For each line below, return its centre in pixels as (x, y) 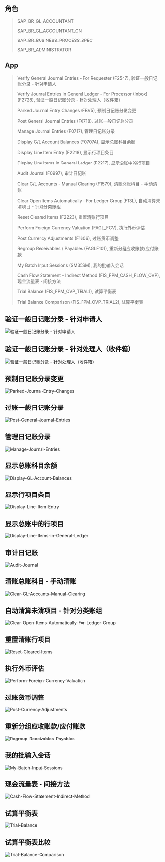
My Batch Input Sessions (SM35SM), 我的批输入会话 (70, 265)
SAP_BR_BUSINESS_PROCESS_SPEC (55, 40)
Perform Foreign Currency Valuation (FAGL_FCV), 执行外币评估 (81, 227)
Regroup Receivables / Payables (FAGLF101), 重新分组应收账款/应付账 (88, 248)
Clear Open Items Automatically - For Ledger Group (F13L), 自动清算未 (89, 200)
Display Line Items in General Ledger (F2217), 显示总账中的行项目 (83, 163)
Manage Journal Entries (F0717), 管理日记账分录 (66, 131)
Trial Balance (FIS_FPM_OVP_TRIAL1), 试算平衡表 (67, 291)
